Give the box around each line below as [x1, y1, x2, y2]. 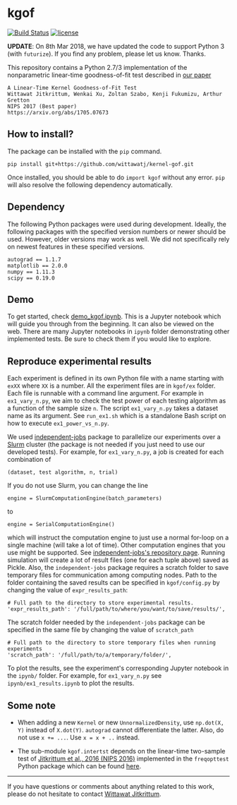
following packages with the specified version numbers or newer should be [7, 227, 226, 236]
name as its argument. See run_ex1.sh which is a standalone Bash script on [7, 412, 226, 420]
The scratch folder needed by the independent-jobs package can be [7, 618, 206, 626]
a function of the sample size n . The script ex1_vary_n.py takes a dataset [7, 404, 219, 412]
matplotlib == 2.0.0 [7, 262, 68, 269]
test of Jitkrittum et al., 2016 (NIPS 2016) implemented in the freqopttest [17, 754, 229, 763]
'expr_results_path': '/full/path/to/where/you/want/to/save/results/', [7, 606, 226, 613]
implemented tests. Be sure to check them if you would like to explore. [7, 335, 212, 343]
